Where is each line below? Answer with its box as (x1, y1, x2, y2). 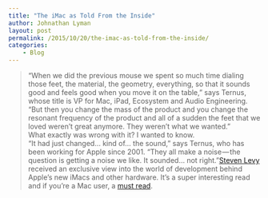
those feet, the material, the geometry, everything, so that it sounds (27, 79, 250, 89)
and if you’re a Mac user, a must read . (27, 181, 154, 190)
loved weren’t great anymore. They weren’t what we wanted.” (27, 121, 230, 131)
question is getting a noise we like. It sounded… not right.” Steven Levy (27, 156, 260, 164)
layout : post (8, 26, 52, 34)
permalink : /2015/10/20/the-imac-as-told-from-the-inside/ (8, 34, 210, 42)
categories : (8, 42, 48, 49)
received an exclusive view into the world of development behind (27, 164, 242, 173)
